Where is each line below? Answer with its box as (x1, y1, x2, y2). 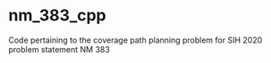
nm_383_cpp (8, 5, 106, 26)
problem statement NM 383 (8, 43, 111, 54)
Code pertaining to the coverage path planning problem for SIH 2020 (8, 35, 263, 45)
